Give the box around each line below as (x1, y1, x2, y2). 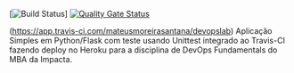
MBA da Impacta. (9, 54, 73, 64)
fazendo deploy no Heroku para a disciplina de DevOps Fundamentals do (9, 45, 278, 55)
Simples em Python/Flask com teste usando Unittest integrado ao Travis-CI (9, 36, 285, 45)
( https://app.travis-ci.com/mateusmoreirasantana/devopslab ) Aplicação (9, 26, 273, 36)
